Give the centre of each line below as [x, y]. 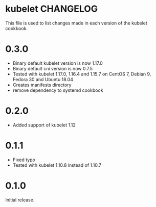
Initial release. [20, 200]
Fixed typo [24, 160]
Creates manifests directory [42, 85]
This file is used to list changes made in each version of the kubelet [76, 23]
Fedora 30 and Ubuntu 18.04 [43, 79]
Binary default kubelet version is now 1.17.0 [58, 63]
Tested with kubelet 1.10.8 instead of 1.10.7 [57, 165]
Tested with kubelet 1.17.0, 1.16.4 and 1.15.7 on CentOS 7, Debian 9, [82, 74]
